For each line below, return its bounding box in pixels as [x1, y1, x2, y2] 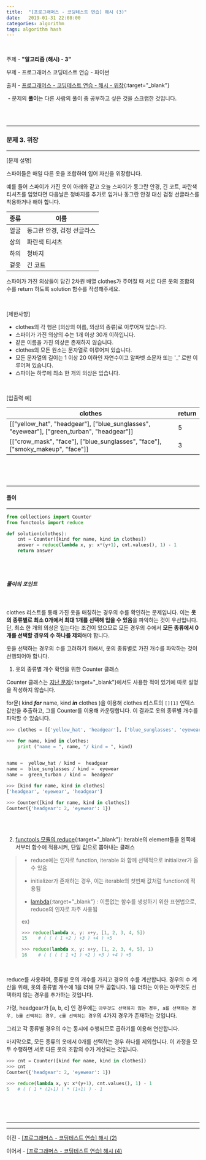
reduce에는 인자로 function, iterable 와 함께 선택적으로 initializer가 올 [30, 856, 199, 864]
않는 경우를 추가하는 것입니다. [22, 991, 93, 999]
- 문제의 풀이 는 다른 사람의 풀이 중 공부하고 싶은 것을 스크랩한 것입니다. [7, 95, 177, 102]
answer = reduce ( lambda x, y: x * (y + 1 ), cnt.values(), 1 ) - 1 [17, 542, 177, 548]
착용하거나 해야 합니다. [6, 198, 61, 206]
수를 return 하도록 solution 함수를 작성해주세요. [6, 285, 120, 292]
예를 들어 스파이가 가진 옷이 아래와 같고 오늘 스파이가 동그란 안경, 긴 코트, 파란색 [6, 182, 197, 190]
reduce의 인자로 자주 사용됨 [30, 905, 98, 913]
